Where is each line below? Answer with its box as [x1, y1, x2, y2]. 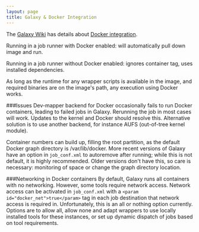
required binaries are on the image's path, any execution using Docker [6, 84, 178, 91]
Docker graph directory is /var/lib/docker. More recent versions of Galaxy [6, 145, 186, 152]
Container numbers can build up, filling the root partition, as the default [6, 138, 180, 145]
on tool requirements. [6, 219, 59, 226]
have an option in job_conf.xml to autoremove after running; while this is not [6, 151, 192, 158]
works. [6, 90, 23, 97]
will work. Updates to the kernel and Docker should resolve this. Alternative [6, 114, 191, 122]
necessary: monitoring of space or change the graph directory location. [6, 164, 181, 171]
